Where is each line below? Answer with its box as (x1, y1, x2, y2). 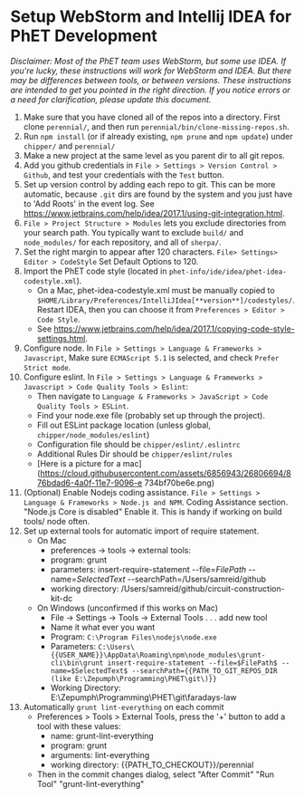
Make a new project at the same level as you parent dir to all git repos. (23, 149, 286, 160)
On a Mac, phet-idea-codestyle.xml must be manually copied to (36, 284, 275, 295)
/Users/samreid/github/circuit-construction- (120, 582, 285, 594)
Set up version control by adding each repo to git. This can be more (23, 178, 276, 189)
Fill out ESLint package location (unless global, (36, 419, 212, 430)
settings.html (36, 332, 86, 343)
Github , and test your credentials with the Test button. (23, 169, 224, 180)
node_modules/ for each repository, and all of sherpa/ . (23, 236, 222, 247)
